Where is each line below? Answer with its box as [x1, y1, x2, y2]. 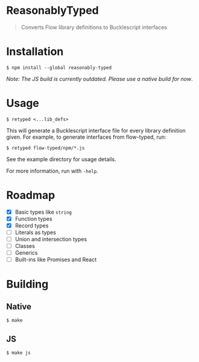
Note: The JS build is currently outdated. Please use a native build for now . [6, 75, 193, 82]
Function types [14, 215, 52, 222]
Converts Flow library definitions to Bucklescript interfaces [21, 24, 168, 31]
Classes [14, 243, 35, 250]
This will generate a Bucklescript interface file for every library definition [6, 127, 186, 134]
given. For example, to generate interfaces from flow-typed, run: [6, 133, 166, 141]
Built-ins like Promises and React [14, 256, 97, 263]
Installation [6, 45, 64, 59]
